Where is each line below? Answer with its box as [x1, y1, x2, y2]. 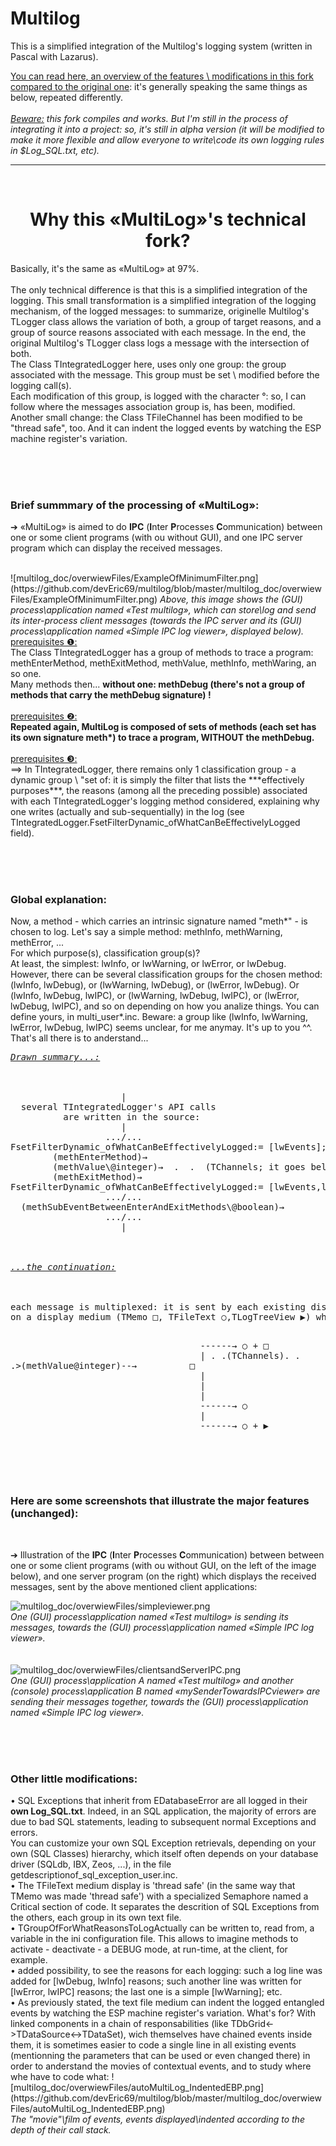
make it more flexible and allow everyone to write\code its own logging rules [10, 133, 325, 146]
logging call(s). [10, 379, 72, 391]
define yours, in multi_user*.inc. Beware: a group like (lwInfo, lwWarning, [10, 1011, 308, 1023]
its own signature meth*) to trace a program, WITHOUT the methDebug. [10, 732, 315, 744]
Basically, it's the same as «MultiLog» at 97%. [10, 262, 200, 274]
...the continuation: [10, 1262, 117, 1273]
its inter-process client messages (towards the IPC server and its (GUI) [10, 615, 303, 627]
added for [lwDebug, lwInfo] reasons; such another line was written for [10, 1975, 302, 1987]
